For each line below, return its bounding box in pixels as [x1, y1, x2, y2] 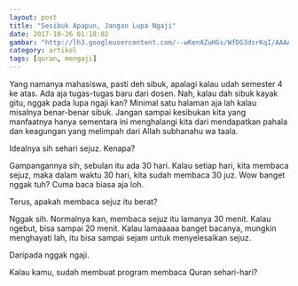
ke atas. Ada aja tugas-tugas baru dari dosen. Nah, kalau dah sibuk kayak [9, 88, 278, 99]
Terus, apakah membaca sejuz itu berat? [9, 196, 158, 207]
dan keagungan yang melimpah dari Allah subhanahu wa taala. [9, 126, 239, 136]
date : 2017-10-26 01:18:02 [9, 29, 109, 38]
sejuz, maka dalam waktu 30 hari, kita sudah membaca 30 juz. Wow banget [9, 170, 286, 180]
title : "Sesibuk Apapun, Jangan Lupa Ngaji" [9, 21, 176, 30]
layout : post [9, 12, 58, 22]
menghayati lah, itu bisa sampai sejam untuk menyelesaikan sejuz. [9, 233, 252, 242]
